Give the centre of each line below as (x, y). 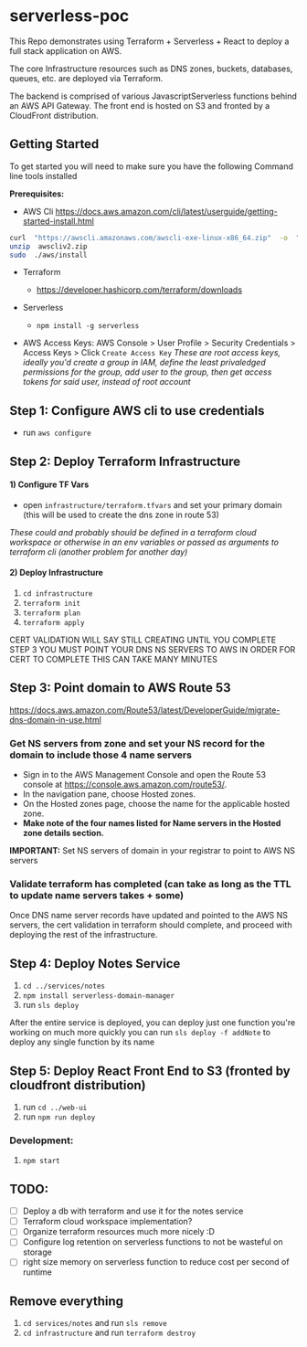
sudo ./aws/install (49, 255)
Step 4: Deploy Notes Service (95, 964)
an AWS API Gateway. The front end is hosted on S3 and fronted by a (140, 105)
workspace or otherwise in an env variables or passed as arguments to (144, 542)
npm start (42, 1161)
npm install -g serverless (88, 326)
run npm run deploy (59, 1117)
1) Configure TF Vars (49, 484)
